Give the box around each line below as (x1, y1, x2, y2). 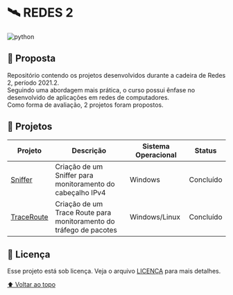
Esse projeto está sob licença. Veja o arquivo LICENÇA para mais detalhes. (7, 267, 221, 276)
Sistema (141, 141, 170, 151)
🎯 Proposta (7, 53, 56, 65)
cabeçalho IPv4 (55, 187, 106, 197)
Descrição (71, 146, 107, 155)
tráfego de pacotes (55, 225, 118, 235)
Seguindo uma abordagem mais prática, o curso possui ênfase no (7, 85, 196, 94)
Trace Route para (55, 208, 112, 217)
